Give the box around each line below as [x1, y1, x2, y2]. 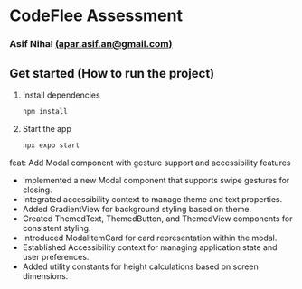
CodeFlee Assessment [9, 5, 184, 26]
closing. [22, 184, 52, 195]
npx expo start [22, 141, 80, 150]
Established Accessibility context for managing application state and [22, 241, 278, 253]
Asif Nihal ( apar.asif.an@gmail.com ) [9, 38, 173, 51]
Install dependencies [22, 89, 101, 100]
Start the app [22, 123, 72, 134]
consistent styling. [22, 222, 91, 233]
